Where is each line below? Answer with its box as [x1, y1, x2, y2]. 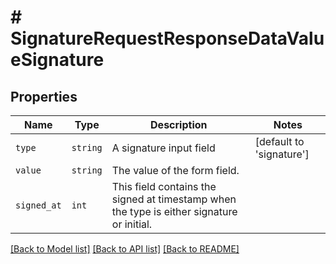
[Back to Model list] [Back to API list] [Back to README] [10, 243, 240, 255]
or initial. [111, 217, 153, 231]
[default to [254, 135, 305, 148]
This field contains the [111, 180, 217, 193]
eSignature [10, 49, 105, 71]
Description [150, 118, 208, 131]
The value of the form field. [111, 164, 240, 177]
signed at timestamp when [111, 192, 237, 206]
